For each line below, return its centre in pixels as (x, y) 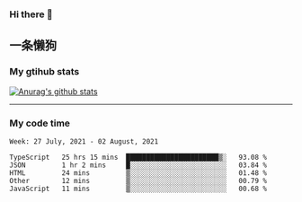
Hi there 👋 (31, 14)
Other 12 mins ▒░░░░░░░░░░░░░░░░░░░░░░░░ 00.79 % (138, 180)
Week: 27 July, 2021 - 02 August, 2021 (84, 141)
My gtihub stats (44, 72)
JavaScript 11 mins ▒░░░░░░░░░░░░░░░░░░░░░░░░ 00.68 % (138, 189)
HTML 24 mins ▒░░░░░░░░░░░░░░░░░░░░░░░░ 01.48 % (138, 173)
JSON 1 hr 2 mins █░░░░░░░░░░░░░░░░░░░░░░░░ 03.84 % (138, 165)
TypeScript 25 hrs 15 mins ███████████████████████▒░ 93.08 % (138, 157)
